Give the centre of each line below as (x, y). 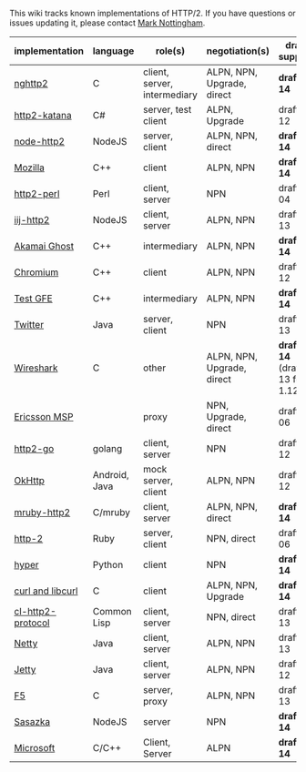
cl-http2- (35, 611)
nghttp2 (31, 83)
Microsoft (35, 748)
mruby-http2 (42, 512)
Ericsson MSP (44, 416)
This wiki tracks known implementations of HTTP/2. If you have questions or (153, 13)
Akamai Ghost (44, 246)
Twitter (29, 325)
